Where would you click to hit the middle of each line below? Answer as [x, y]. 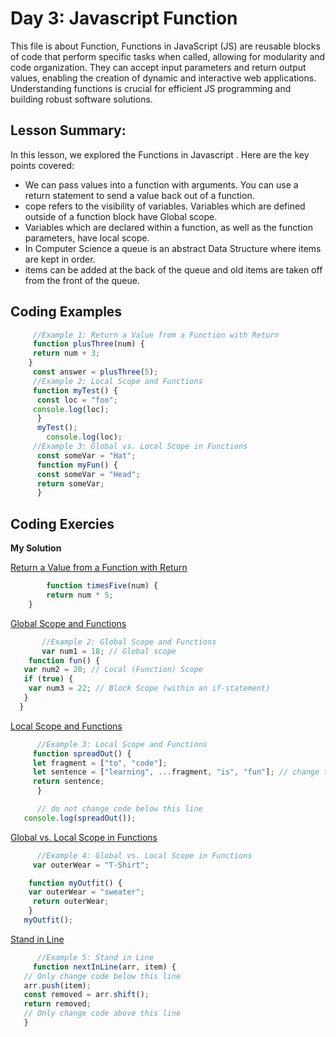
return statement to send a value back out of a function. [139, 195]
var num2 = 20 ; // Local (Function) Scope [113, 670]
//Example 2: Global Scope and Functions [129, 642]
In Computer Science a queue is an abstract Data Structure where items [173, 248]
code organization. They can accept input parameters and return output [158, 67]
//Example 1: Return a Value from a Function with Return [156, 335]
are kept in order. [60, 259]
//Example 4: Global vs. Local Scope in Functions [144, 855]
